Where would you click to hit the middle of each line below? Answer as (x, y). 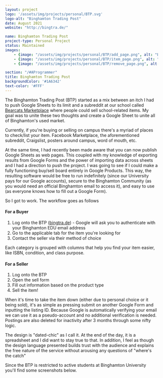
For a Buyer (17, 212)
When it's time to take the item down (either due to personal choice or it (77, 300)
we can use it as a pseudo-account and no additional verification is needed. (81, 315)
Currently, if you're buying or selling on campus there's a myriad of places (79, 130)
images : (13, 50)
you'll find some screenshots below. (41, 370)
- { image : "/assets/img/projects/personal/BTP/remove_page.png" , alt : (87, 64)
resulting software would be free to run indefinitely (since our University (77, 175)
